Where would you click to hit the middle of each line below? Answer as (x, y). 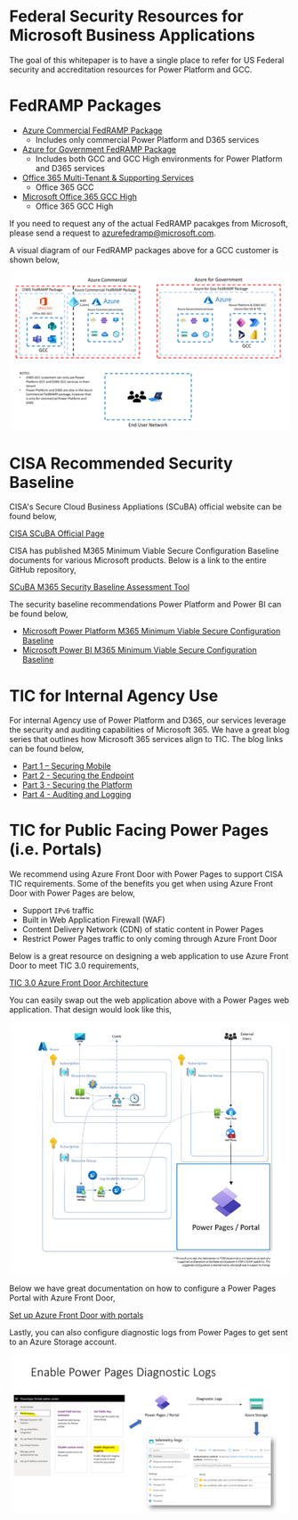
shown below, (35, 260)
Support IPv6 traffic (58, 911)
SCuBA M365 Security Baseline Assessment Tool (99, 587)
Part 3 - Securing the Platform (77, 785)
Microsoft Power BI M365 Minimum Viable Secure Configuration (139, 650)
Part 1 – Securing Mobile (66, 766)
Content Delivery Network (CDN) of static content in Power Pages (143, 929)
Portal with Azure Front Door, (62, 1298)
